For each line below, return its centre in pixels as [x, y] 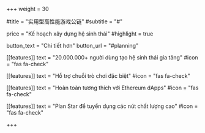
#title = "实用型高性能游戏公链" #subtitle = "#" [65, 21]
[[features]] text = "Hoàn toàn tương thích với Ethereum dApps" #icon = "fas [102, 88]
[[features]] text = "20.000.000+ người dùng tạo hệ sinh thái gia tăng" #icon [102, 57]
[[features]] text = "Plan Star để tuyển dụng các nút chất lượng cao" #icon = [102, 106]
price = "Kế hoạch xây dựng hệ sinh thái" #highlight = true [80, 34]
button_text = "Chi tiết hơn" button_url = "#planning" [73, 46]
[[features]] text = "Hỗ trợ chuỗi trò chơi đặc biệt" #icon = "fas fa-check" [99, 76]
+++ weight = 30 [28, 9]
